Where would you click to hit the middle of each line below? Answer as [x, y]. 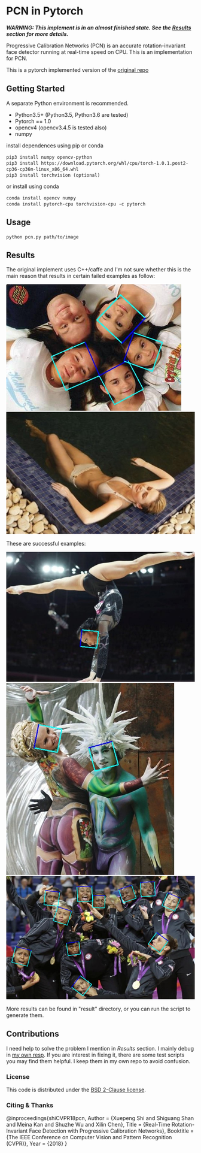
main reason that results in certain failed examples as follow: [81, 276]
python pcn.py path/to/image [42, 237]
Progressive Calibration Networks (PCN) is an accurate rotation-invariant [96, 46]
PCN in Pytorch [45, 11]
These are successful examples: [46, 543]
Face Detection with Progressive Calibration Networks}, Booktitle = [112, 1131]
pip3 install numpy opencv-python [49, 157]
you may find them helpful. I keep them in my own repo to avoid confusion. [98, 1061]
